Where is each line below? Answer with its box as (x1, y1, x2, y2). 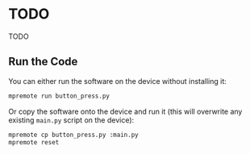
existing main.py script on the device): (8, 114, 135, 125)
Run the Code (8, 55, 78, 69)
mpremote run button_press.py (8, 92, 110, 100)
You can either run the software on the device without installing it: (8, 76, 227, 85)
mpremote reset (8, 138, 60, 146)
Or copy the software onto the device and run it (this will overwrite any (8, 106, 243, 116)
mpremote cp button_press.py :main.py (8, 131, 139, 139)
